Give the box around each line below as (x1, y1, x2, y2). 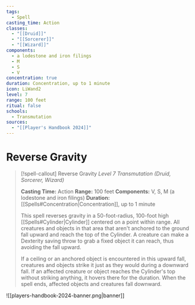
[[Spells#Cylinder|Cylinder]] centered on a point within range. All (20, 218, 180, 225)
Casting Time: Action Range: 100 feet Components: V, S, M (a (20, 188, 175, 195)
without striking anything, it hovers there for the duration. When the (20, 274, 186, 281)
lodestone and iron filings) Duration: (20, 194, 110, 201)
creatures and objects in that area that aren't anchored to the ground (20, 224, 189, 232)
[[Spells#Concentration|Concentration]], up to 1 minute (20, 200, 156, 207)
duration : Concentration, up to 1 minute (6, 81, 111, 87)
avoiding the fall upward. (20, 243, 81, 250)
